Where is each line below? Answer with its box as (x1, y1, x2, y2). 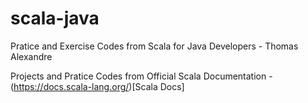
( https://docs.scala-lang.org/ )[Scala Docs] (10, 80, 185, 92)
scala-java (10, 7, 100, 30)
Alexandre (10, 50, 53, 62)
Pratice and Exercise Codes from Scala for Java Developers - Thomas (10, 40, 299, 52)
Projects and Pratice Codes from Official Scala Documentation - (10, 70, 273, 82)
